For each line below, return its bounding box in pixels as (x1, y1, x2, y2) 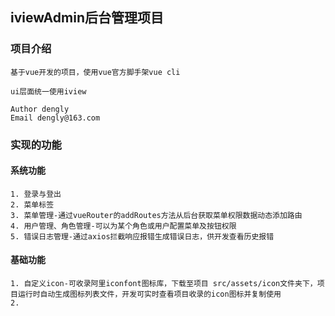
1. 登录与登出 (10, 189, 62, 199)
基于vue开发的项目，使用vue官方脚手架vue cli (10, 67, 181, 77)
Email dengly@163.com (10, 113, 101, 123)
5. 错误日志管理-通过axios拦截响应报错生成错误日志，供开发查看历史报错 (10, 231, 275, 242)
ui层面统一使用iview (10, 86, 87, 97)
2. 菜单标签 (10, 199, 55, 210)
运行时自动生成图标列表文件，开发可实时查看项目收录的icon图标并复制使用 (17, 289, 282, 300)
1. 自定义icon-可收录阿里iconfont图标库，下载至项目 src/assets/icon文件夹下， (10, 279, 318, 289)
